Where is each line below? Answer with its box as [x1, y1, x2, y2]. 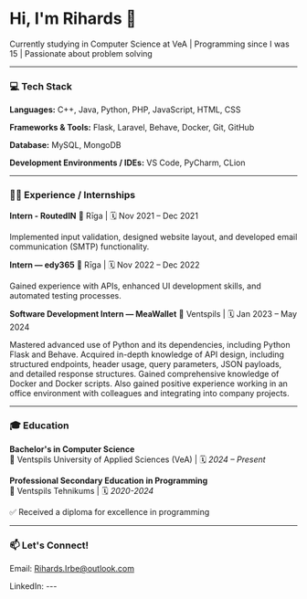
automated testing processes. [9, 289, 122, 300]
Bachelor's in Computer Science [9, 443, 135, 455]
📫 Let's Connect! [9, 539, 90, 552]
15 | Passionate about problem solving [9, 47, 153, 58]
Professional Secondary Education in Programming [9, 475, 208, 486]
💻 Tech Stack [9, 79, 73, 92]
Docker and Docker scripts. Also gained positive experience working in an [9, 378, 288, 389]
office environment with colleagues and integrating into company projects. [9, 387, 290, 398]
